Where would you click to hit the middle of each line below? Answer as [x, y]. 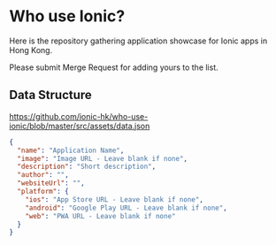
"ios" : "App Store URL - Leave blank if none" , [114, 199]
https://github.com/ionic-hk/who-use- [79, 116]
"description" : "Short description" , [87, 167]
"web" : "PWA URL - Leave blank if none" [100, 216]
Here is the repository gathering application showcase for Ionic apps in [138, 41]
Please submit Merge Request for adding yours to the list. [114, 67]
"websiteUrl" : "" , [51, 183]
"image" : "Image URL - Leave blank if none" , [103, 158]
